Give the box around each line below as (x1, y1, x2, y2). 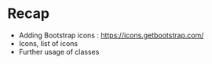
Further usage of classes (18, 47, 100, 56)
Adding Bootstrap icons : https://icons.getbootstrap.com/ (18, 30, 204, 40)
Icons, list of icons (18, 38, 79, 48)
